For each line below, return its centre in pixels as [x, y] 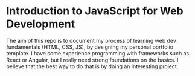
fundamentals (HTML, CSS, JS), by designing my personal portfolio [90, 47]
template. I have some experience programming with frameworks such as [98, 53]
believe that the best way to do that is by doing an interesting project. [92, 66]
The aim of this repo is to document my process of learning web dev [91, 40]
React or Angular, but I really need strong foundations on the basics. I [92, 60]
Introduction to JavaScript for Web [95, 11]
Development [41, 24]
